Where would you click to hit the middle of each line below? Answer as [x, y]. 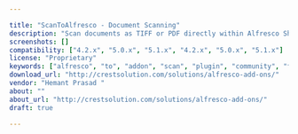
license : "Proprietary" [53, 59]
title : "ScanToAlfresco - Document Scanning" [94, 25]
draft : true [31, 107]
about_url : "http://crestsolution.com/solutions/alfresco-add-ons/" [138, 99]
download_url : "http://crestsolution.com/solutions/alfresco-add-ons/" [144, 75]
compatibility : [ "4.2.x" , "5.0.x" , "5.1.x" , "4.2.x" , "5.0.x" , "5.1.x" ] [146, 50]
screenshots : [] [39, 42]
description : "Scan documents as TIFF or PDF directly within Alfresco [144, 33]
